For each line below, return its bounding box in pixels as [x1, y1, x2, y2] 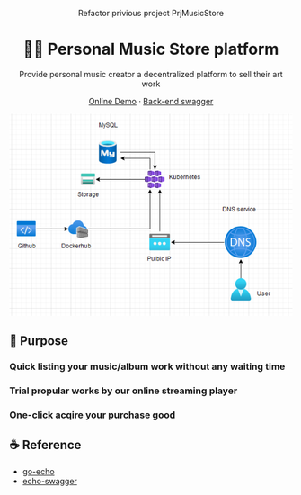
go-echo [22, 465, 56, 476]
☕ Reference [9, 437, 82, 453]
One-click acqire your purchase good [9, 409, 176, 421]
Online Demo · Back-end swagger [88, 95, 214, 106]
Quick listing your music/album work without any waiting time [9, 360, 286, 373]
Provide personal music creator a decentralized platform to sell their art [19, 68, 283, 79]
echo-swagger [22, 475, 78, 486]
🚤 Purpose [9, 333, 69, 349]
